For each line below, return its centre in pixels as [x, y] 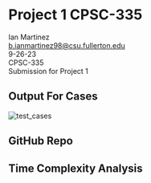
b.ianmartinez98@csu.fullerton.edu [67, 45]
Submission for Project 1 [48, 71]
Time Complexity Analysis [75, 168]
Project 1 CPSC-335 [75, 15]
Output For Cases [53, 97]
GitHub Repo [41, 141]
